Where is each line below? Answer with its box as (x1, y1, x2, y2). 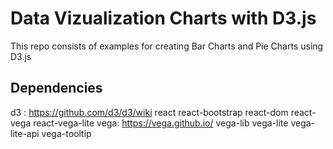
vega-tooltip (41, 127, 92, 139)
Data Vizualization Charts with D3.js (10, 7, 317, 30)
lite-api (10, 127, 40, 139)
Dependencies (10, 80, 103, 97)
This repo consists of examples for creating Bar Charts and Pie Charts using (10, 40, 324, 52)
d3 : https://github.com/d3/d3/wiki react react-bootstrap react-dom (10, 106, 289, 118)
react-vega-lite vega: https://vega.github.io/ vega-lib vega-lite (33, 117, 289, 129)
